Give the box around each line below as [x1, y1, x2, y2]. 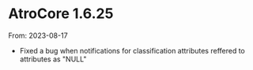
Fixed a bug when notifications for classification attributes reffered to [19, 46, 245, 55]
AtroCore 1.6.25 [8, 5, 114, 23]
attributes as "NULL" [19, 54, 87, 64]
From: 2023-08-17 [8, 31, 69, 40]
